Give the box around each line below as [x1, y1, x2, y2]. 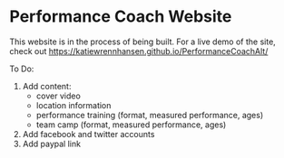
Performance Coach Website [9, 6, 232, 27]
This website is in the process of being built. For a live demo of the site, [9, 36, 277, 47]
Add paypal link [22, 138, 82, 149]
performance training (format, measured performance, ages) [35, 109, 264, 120]
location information [35, 99, 112, 110]
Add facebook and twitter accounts [22, 128, 155, 139]
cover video [35, 90, 82, 101]
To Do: [9, 63, 34, 74]
